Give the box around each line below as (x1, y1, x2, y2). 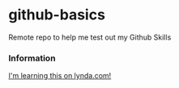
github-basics (8, 6, 105, 24)
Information (8, 52, 56, 64)
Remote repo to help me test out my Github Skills (8, 32, 172, 42)
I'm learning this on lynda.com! (8, 71, 112, 81)
